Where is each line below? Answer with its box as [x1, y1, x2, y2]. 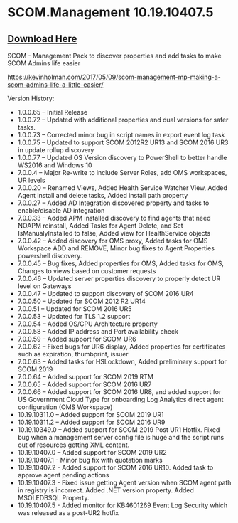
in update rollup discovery [17, 146, 94, 154]
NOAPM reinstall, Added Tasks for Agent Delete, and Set [17, 221, 183, 230]
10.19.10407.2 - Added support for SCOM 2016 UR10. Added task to [17, 463, 214, 472]
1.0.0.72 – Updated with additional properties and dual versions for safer [17, 115, 229, 124]
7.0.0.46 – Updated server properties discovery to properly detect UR [17, 275, 221, 282]
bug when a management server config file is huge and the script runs [17, 433, 225, 441]
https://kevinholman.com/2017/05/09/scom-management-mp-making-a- [7, 73, 222, 81]
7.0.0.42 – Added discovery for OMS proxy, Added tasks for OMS [17, 236, 208, 245]
